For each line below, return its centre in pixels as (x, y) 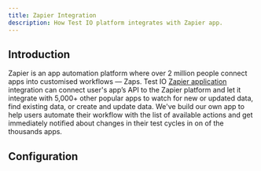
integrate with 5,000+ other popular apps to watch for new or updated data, (131, 98)
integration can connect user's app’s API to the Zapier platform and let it (125, 90)
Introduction (39, 55)
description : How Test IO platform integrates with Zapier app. (116, 23)
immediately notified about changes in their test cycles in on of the (116, 123)
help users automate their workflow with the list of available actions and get (130, 115)
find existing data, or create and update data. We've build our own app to (127, 107)
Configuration (43, 156)
